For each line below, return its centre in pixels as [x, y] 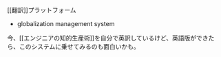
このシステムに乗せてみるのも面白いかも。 [79, 46]
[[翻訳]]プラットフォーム [42, 10]
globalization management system [66, 24]
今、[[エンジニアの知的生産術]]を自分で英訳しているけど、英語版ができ [108, 38]
